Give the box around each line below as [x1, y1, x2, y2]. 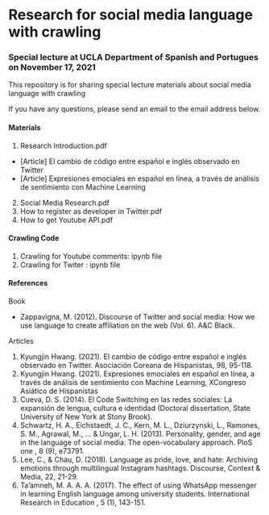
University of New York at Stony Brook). [19, 412, 153, 421]
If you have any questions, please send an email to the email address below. [8, 104, 261, 114]
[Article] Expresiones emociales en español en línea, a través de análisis [19, 174, 260, 183]
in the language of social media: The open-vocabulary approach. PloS [19, 438, 253, 447]
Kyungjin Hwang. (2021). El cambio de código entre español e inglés [19, 352, 247, 362]
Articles [8, 337, 35, 346]
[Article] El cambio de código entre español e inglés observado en [19, 156, 240, 166]
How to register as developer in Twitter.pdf [19, 206, 163, 216]
